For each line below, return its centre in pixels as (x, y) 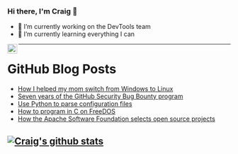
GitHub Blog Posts (62, 69)
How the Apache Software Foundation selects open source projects (117, 119)
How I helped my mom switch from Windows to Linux (95, 89)
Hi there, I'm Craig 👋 (42, 11)
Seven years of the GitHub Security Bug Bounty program (100, 96)
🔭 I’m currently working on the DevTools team (84, 27)
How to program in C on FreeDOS (66, 112)
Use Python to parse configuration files (75, 104)
